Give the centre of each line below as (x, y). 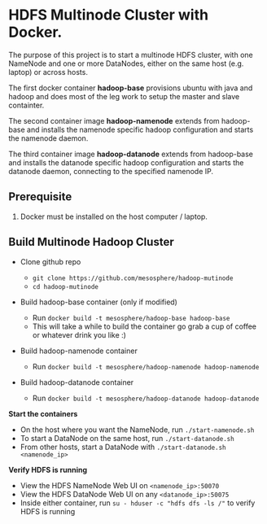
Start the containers (43, 413)
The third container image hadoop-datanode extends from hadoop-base (131, 154)
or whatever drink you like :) (79, 334)
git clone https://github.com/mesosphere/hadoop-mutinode (133, 278)
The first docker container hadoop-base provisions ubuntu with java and (131, 88)
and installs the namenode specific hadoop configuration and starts (140, 129)
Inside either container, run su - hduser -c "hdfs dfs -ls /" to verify (138, 503)
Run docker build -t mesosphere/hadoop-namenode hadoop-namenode (146, 366)
